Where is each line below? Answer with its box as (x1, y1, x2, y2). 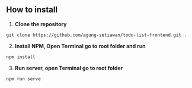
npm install (6, 54, 36, 60)
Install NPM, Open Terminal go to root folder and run (14, 42, 146, 49)
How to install (6, 5, 58, 15)
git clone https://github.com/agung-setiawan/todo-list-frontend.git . (6, 32, 187, 38)
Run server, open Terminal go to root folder (14, 64, 123, 71)
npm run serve (6, 76, 41, 82)
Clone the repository (14, 20, 67, 27)
